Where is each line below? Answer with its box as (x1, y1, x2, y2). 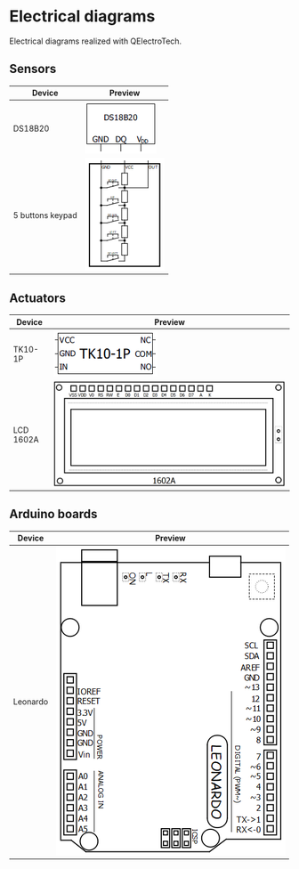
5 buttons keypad (12, 209, 77, 220)
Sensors (9, 61, 57, 77)
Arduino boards (9, 507, 98, 522)
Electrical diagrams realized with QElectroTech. (9, 36, 182, 46)
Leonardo (12, 696, 49, 707)
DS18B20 (12, 123, 50, 134)
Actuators (9, 290, 67, 305)
